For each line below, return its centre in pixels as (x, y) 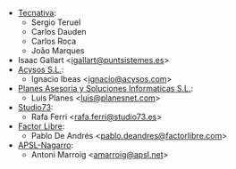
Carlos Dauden (59, 32)
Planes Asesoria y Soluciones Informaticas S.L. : (105, 89)
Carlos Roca (54, 41)
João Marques (58, 51)
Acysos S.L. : (41, 69)
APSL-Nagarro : (46, 145)
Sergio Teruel (56, 22)
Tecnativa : (37, 13)
